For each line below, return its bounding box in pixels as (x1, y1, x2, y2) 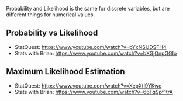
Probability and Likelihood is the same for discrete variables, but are (6, 5, 170, 12)
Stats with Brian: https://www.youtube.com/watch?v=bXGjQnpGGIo (14, 50, 177, 57)
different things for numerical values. (6, 11, 95, 18)
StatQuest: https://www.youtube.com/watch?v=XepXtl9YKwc (14, 82, 162, 89)
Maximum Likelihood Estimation (6, 67, 125, 76)
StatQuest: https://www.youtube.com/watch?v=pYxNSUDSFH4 (14, 43, 167, 50)
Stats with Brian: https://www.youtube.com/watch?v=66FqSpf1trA (14, 88, 174, 95)
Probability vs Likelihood (6, 28, 98, 38)
